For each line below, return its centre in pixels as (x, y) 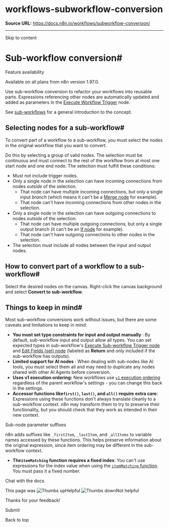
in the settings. (28, 388)
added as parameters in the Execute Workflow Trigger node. (68, 102)
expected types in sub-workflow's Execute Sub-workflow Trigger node (86, 346)
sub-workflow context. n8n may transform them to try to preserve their (86, 405)
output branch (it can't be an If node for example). (72, 229)
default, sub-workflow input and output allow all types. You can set (82, 340)
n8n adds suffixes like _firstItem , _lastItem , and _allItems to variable (78, 435)
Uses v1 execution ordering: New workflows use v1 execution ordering (86, 378)
